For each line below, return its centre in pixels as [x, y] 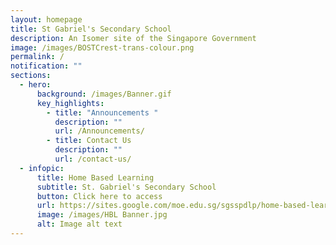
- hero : [35, 85]
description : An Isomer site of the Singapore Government [133, 38]
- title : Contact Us [89, 141]
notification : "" [46, 66]
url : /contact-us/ [93, 159]
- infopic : [42, 168]
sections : [31, 76]
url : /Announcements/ [99, 131]
